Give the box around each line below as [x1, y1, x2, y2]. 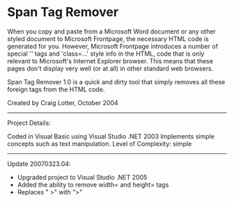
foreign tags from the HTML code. [7, 85, 105, 93]
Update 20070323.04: [7, 160, 71, 168]
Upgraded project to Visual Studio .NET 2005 [17, 173, 148, 181]
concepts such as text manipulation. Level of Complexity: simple [7, 139, 192, 148]
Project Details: [7, 118, 51, 127]
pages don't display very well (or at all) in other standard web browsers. [7, 64, 214, 72]
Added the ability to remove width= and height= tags [17, 180, 169, 189]
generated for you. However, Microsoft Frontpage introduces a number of [7, 42, 218, 50]
